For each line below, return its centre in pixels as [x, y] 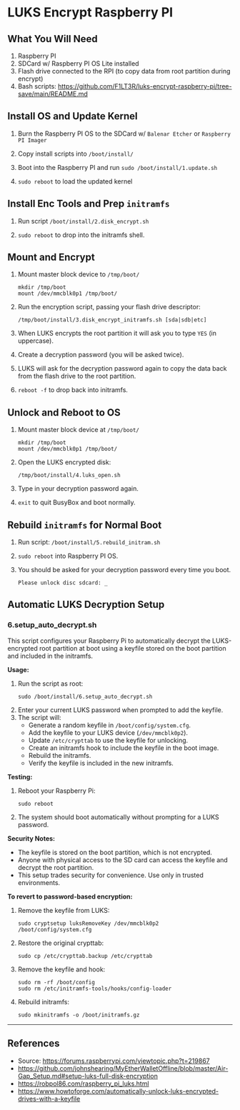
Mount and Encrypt [51, 257]
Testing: [20, 776]
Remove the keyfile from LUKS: [64, 910]
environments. [39, 882]
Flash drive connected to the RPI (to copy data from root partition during [124, 71]
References [34, 1044]
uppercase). [35, 341]
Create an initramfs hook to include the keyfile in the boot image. [124, 748]
